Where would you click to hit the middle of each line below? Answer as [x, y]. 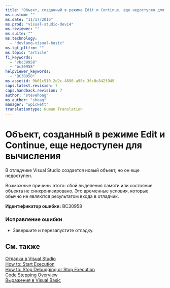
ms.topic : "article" [27, 52]
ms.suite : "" [19, 34]
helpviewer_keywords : [28, 72]
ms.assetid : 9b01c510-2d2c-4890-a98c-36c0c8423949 [60, 81]
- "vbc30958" [24, 62]
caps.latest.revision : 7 [31, 85]
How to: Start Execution [30, 264]
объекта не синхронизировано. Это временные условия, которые [77, 191]
